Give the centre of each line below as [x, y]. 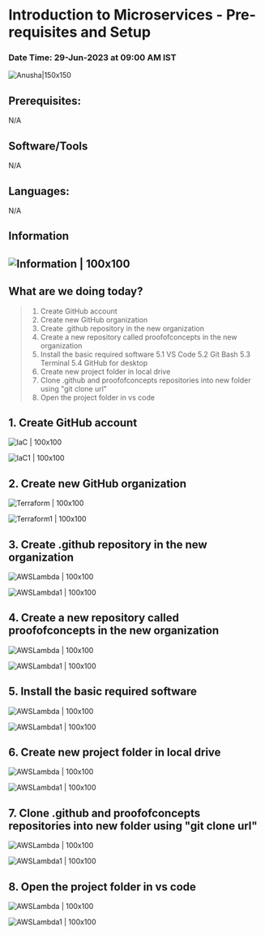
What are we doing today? [76, 291]
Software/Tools [48, 146]
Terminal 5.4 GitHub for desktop [94, 362]
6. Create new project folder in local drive [115, 752]
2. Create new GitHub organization [98, 484]
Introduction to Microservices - [116, 15]
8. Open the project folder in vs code [103, 887]
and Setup [116, 32]
